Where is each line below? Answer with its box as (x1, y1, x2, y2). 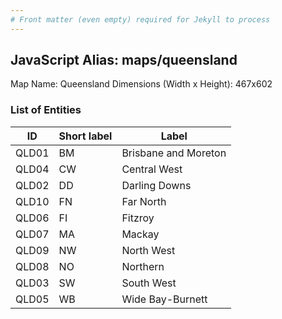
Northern (121, 259, 165, 273)
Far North (121, 194, 167, 208)
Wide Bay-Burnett (121, 292, 208, 306)
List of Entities (10, 103, 82, 117)
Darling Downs (121, 178, 192, 192)
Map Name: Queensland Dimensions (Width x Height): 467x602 (10, 78, 273, 90)
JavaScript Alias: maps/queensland (10, 52, 238, 69)
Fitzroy (121, 211, 155, 225)
